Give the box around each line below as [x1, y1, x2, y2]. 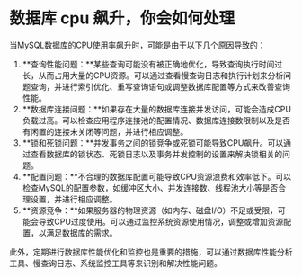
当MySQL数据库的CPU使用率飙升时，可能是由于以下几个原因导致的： [9, 40, 266, 50]
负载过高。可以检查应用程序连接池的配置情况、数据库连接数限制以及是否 [22, 114, 290, 126]
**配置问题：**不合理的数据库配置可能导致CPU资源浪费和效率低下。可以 [22, 171, 292, 182]
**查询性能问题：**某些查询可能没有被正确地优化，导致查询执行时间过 [22, 58, 283, 69]
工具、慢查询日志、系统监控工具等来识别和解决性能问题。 [9, 257, 222, 268]
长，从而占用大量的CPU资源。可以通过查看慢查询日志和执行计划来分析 [22, 69, 284, 81]
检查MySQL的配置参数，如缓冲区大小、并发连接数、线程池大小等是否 [22, 182, 279, 193]
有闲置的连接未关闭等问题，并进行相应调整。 [22, 126, 189, 137]
